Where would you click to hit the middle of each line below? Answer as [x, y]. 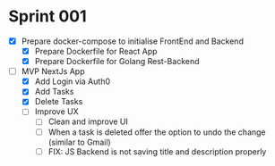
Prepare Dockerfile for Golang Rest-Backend [117, 62]
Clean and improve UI [88, 121]
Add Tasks [54, 92]
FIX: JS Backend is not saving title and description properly [157, 151]
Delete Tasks [59, 102]
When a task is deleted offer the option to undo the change [157, 132]
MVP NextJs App [53, 71]
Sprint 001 [47, 17]
